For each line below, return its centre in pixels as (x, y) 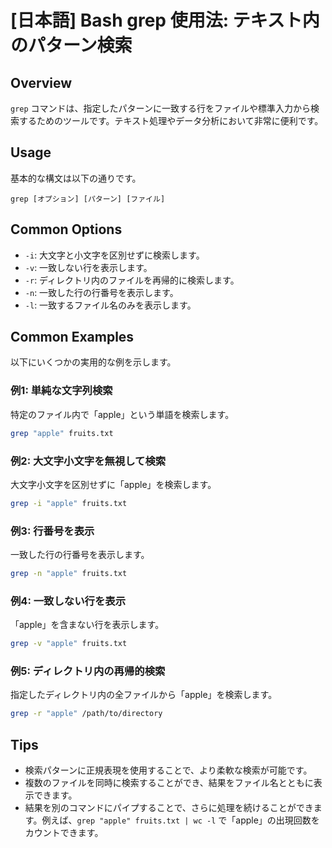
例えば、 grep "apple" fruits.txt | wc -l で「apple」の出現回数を (180, 820)
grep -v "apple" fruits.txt (69, 644)
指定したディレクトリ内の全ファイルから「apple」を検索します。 (144, 695)
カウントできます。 (64, 833)
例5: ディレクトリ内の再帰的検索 (88, 671)
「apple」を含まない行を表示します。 (87, 625)
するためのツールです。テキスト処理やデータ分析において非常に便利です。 (171, 120)
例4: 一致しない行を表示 (68, 601)
